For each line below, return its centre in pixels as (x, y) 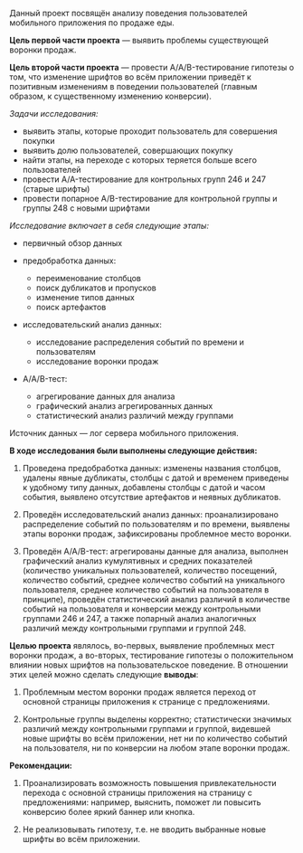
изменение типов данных (85, 297)
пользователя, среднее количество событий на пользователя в (146, 590)
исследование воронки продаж (97, 361)
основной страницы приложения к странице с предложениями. (146, 701)
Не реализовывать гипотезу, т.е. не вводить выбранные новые (144, 829)
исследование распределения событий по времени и (140, 342)
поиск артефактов (71, 307)
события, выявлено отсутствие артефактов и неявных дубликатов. (151, 497)
